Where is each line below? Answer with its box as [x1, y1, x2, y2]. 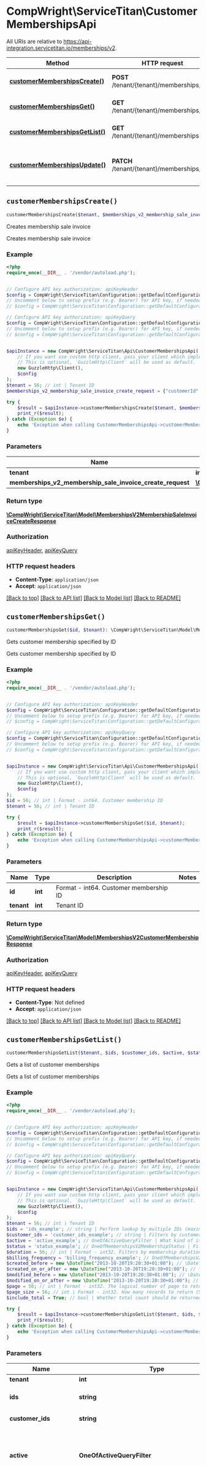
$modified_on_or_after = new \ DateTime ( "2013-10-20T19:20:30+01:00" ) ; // [6, 1278, 199, 1284]
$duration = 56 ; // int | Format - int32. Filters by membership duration [6, 1249, 202, 1255]
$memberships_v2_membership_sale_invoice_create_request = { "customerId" [6, 388, 199, 394]
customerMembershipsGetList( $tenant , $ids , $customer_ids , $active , [6, 1050, 185, 1056]
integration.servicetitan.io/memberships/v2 [6, 44, 115, 52]
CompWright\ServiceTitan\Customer [6, 4, 198, 18]
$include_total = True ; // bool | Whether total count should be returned [6, 1295, 202, 1301]
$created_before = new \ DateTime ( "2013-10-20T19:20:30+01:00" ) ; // [6, 1260, 183, 1267]
